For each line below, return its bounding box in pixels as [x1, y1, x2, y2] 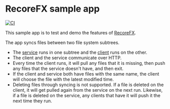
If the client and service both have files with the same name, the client [12, 70, 159, 77]
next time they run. [12, 97, 52, 104]
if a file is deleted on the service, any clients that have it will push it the [12, 92, 161, 98]
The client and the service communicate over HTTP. [12, 54, 122, 61]
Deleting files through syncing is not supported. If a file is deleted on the [12, 82, 164, 88]
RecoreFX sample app [5, 3, 100, 15]
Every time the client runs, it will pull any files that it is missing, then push [12, 60, 165, 66]
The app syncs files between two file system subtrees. [5, 39, 120, 46]
